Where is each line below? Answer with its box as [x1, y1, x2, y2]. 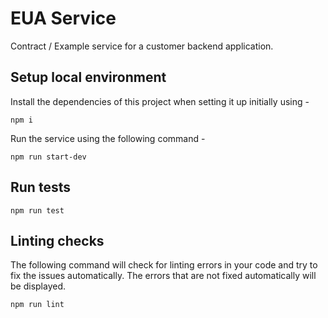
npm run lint [10, 300, 65, 310]
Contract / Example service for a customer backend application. [10, 40, 274, 52]
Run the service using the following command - [10, 132, 206, 144]
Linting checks [10, 232, 105, 249]
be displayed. [10, 280, 67, 292]
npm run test [10, 205, 65, 216]
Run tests [10, 179, 71, 196]
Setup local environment [10, 69, 167, 86]
